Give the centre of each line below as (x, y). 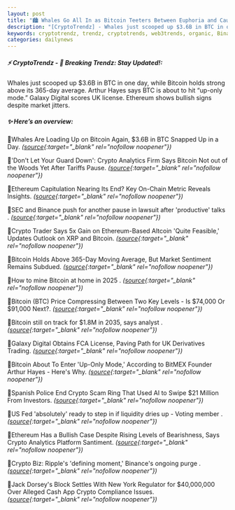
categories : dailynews (40, 40)
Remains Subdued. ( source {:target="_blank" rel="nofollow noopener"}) (110, 267)
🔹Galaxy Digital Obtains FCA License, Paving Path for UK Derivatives (106, 343)
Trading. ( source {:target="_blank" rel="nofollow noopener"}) (95, 351)
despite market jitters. (38, 105)
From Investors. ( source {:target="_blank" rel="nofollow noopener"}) (106, 401)
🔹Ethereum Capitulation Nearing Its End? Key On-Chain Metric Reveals (109, 189)
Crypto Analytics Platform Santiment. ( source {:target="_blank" (98, 443)
